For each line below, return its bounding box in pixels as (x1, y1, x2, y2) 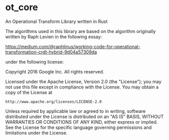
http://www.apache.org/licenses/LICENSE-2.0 (5, 99, 102, 104)
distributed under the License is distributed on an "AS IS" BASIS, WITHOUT (5, 114, 164, 120)
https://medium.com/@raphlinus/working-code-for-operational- (5, 43, 141, 49)
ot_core (5, 2, 38, 13)
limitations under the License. (5, 129, 68, 136)
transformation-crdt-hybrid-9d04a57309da (5, 49, 97, 55)
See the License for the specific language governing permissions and (5, 124, 152, 130)
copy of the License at (5, 89, 53, 95)
